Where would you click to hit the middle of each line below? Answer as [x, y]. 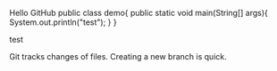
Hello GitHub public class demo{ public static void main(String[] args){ [138, 13]
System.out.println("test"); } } [63, 22]
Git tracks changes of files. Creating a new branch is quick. [118, 56]
